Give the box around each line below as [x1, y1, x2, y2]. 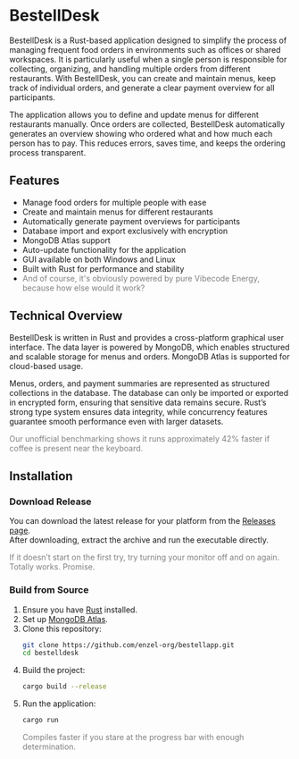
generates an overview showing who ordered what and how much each [9, 128, 273, 139]
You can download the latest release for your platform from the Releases [9, 516, 276, 527]
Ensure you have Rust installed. [21, 604, 138, 615]
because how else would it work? [21, 283, 145, 293]
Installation [9, 468, 73, 484]
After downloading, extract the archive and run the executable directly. [9, 535, 270, 545]
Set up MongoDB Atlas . [21, 613, 109, 624]
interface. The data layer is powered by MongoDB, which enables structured [9, 342, 290, 352]
